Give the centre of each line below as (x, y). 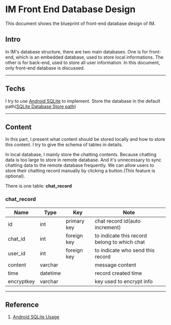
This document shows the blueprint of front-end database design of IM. (80, 23)
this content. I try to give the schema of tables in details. (64, 145)
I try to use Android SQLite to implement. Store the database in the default (83, 101)
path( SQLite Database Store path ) (41, 106)
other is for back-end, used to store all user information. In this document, (83, 63)
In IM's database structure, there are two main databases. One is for (77, 51)
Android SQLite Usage (36, 317)
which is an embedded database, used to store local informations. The (90, 57)
